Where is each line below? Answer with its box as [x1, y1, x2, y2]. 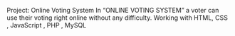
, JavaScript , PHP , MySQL [6, 21, 87, 29]
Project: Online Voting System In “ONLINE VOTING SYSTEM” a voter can [6, 6, 219, 14]
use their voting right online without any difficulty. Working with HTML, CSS [6, 13, 229, 22]
